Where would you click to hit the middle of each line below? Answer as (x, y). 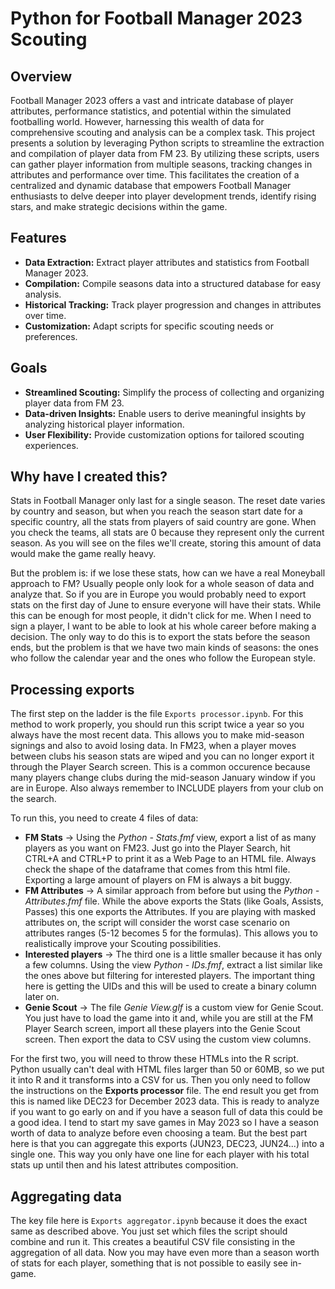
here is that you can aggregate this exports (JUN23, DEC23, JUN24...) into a (167, 1144)
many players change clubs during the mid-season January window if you (163, 778)
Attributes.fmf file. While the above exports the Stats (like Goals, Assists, (174, 901)
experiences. (51, 445)
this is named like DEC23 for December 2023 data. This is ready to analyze (165, 1101)
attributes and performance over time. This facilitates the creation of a (155, 175)
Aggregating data (66, 1196)
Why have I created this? (89, 477)
